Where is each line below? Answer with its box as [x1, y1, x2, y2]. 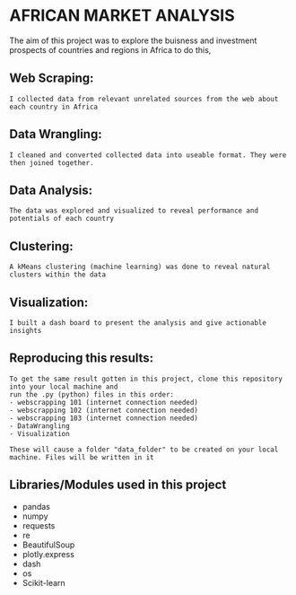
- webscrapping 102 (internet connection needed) [9, 406, 199, 415]
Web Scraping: [9, 71, 94, 86]
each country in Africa [9, 102, 99, 111]
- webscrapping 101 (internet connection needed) [9, 398, 199, 407]
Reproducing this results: [9, 351, 154, 366]
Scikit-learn [22, 577, 65, 588]
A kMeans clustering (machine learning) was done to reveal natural [9, 262, 271, 272]
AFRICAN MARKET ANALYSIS [9, 5, 235, 26]
